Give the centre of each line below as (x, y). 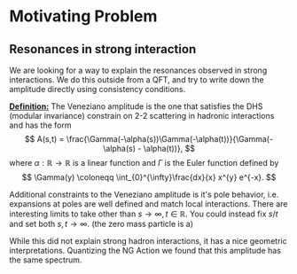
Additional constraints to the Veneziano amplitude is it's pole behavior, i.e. (144, 194)
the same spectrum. (46, 260)
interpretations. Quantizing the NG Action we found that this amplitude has (145, 251)
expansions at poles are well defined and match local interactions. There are (148, 204)
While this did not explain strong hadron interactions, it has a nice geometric (148, 241)
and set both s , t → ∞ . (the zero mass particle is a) (101, 224)
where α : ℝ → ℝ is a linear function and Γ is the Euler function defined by (144, 163)
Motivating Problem (83, 16)
